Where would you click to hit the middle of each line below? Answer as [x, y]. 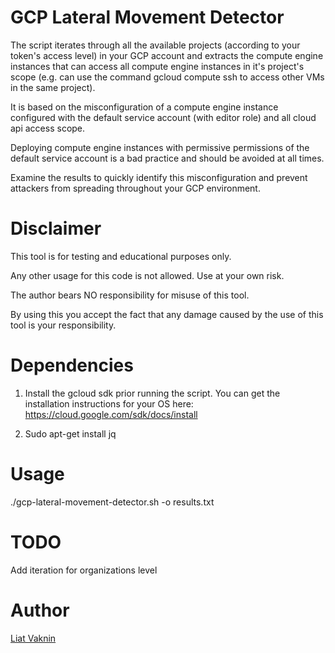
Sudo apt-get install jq [70, 433]
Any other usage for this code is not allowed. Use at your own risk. [147, 275]
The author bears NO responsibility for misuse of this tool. [130, 295]
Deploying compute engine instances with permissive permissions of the [160, 147]
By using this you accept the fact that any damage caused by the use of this [167, 314]
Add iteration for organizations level [84, 570]
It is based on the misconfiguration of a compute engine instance [144, 107]
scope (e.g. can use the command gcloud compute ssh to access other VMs [167, 77]
